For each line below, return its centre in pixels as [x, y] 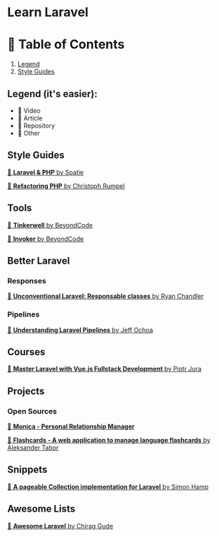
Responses [27, 280]
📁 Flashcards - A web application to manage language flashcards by [109, 440]
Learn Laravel [48, 12]
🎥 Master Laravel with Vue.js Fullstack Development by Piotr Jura [104, 369]
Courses [26, 352]
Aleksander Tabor [33, 447]
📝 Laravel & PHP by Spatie [46, 172]
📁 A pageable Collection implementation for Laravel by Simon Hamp [108, 486]
